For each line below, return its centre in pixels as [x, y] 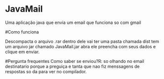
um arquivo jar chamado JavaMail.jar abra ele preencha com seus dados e [81, 46]
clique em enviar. [22, 52]
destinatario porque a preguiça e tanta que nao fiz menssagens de [72, 66]
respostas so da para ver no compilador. [46, 71]
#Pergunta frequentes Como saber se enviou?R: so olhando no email [75, 61]
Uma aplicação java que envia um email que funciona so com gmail [73, 22]
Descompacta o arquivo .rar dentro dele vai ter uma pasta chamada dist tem [82, 41]
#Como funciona [22, 32]
